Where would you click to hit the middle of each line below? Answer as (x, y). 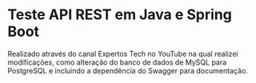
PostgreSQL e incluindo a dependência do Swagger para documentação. (128, 70)
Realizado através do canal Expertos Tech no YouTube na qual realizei (123, 53)
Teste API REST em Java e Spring (120, 15)
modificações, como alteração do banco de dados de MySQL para (117, 62)
